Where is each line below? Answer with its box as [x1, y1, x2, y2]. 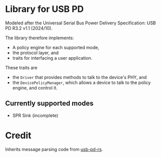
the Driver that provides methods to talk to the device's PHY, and [12, 74, 147, 80]
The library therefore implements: [5, 35, 74, 41]
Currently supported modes [5, 99, 94, 108]
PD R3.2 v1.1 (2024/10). [5, 25, 53, 31]
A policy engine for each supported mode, [12, 44, 100, 50]
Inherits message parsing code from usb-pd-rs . [5, 146, 103, 152]
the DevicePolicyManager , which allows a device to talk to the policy [12, 79, 151, 85]
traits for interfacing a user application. [12, 55, 93, 61]
